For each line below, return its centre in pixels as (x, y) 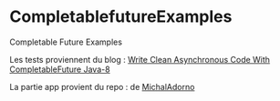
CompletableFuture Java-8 (60, 69)
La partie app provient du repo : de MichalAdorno (102, 86)
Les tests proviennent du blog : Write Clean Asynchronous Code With (140, 59)
